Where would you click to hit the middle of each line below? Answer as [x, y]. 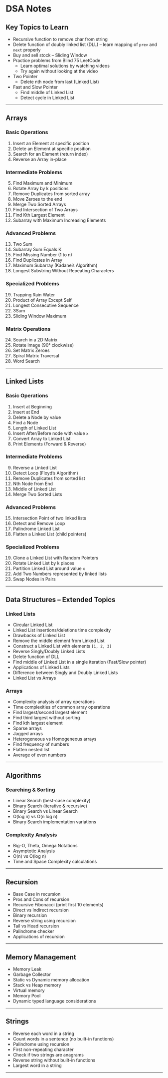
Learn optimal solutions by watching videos [65, 66]
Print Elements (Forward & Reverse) [49, 444]
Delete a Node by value [37, 417]
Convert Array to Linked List [42, 438]
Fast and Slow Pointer [35, 87]
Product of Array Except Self [42, 300]
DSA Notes [29, 9]
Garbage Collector [32, 974]
